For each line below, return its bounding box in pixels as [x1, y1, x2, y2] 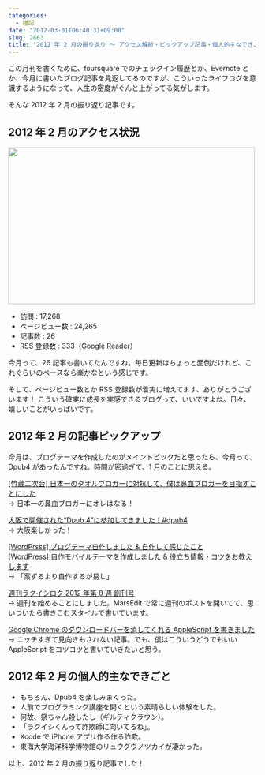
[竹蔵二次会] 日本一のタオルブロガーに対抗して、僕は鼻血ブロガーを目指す [8, 478, 250, 488]
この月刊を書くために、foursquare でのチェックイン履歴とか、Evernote [8, 64, 241, 73]
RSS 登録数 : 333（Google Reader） [19, 341, 137, 350]
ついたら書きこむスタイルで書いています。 [14, 608, 153, 617]
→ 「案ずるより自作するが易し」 [8, 571, 114, 581]
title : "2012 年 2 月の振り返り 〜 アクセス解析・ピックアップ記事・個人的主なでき [8, 41, 254, 49]
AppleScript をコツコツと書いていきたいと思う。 [8, 644, 166, 653]
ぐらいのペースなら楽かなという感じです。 [14, 368, 152, 377]
